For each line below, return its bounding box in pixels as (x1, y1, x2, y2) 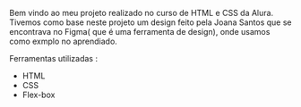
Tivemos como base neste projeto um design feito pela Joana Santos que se (9, 17, 292, 28)
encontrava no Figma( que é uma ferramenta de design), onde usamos (9, 27, 271, 37)
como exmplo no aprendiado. (9, 36, 118, 46)
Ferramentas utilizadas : (9, 53, 99, 63)
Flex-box (21, 89, 56, 100)
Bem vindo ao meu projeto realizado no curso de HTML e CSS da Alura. (9, 8, 274, 18)
